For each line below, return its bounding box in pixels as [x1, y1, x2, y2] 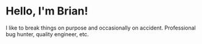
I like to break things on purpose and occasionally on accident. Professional [5, 24, 196, 31]
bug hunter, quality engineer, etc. [5, 30, 89, 37]
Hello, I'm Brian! [5, 4, 88, 18]
